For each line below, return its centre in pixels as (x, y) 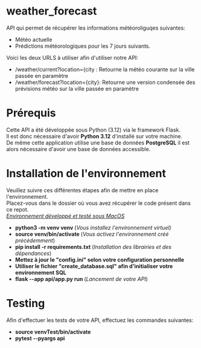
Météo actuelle (33, 39)
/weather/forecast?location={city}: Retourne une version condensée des (105, 82)
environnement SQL (40, 272)
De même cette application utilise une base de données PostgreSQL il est (98, 143)
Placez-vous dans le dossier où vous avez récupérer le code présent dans (99, 203)
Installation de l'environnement (86, 174)
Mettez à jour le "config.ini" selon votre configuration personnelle (100, 259)
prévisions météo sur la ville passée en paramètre (77, 88)
